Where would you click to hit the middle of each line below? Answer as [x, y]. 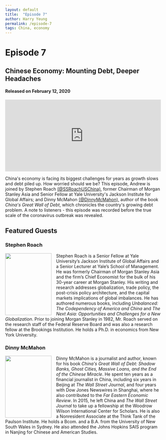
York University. [21, 334]
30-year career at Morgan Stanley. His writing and [107, 282]
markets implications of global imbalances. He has [107, 298]
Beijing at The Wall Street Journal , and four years [106, 385]
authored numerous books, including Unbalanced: [107, 303]
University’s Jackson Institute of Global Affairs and [107, 261]
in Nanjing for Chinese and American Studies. [51, 432]
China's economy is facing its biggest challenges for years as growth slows [82, 178]
